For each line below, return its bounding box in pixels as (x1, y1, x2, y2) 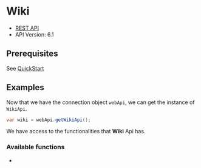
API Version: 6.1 (15, 30, 54, 38)
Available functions (6, 143, 65, 152)
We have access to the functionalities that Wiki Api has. (6, 128, 146, 135)
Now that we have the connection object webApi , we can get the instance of (6, 99, 196, 106)
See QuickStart (6, 65, 44, 72)
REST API (15, 24, 39, 32)
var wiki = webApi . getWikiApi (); (6, 117, 91, 123)
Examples (6, 82, 44, 93)
